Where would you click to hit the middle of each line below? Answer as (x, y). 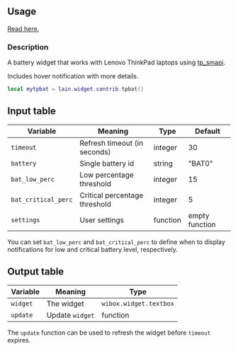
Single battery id (107, 163)
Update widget (70, 315)
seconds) (95, 151)
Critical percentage (112, 195)
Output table (36, 272)
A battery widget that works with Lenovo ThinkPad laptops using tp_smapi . (117, 62)
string (163, 163)
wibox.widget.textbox (138, 303)
